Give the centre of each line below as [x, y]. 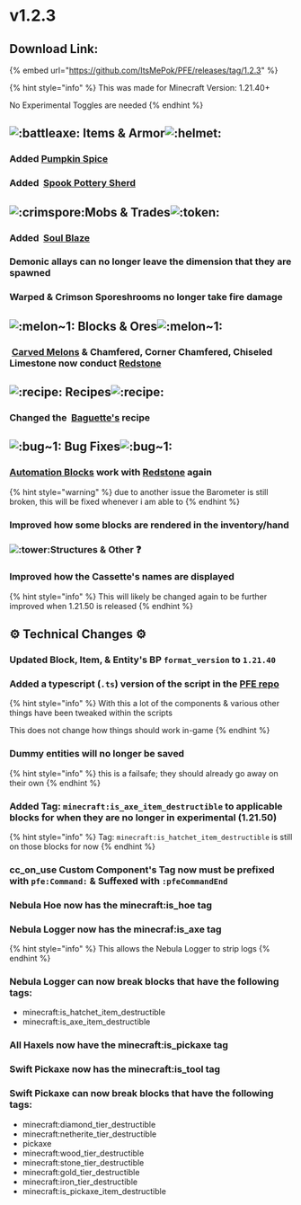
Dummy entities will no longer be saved [97, 754]
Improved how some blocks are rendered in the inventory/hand [149, 525]
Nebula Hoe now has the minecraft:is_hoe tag [111, 905]
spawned [30, 273]
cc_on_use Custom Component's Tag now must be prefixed [142, 870]
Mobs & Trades [128, 212]
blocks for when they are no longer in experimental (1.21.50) [143, 817]
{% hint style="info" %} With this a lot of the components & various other [145, 704]
